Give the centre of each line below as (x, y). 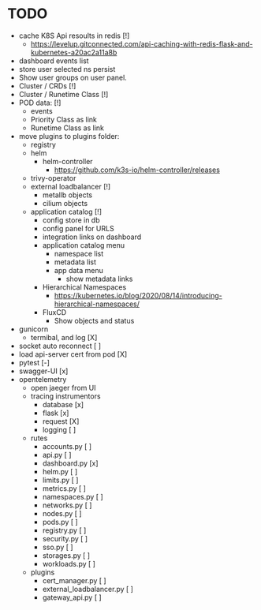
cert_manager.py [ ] (75, 580)
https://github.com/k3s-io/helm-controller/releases (137, 170)
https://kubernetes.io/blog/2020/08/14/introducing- (138, 295)
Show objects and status (94, 320)
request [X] (61, 421)
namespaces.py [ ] (73, 496)
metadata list (75, 262)
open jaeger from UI (63, 387)
